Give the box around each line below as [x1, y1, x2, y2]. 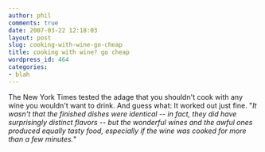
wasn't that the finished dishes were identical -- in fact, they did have [8, 108, 237, 119]
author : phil [8, 11, 52, 20]
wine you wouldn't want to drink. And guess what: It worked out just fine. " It [8, 101, 257, 110]
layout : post [8, 33, 52, 42]
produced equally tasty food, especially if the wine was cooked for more [8, 126, 247, 135]
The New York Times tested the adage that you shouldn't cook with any [8, 92, 244, 101]
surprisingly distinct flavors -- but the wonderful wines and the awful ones [8, 117, 253, 127]
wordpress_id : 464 [8, 56, 69, 64]
